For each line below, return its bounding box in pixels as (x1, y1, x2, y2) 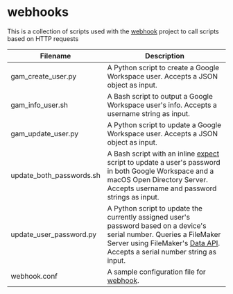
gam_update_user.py (10, 129, 78, 138)
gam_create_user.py (10, 71, 77, 81)
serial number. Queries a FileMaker (107, 229, 221, 239)
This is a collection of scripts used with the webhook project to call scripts (7, 27, 220, 35)
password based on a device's (107, 220, 207, 230)
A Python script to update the (107, 203, 203, 213)
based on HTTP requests (7, 34, 79, 42)
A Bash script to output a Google (107, 91, 214, 101)
